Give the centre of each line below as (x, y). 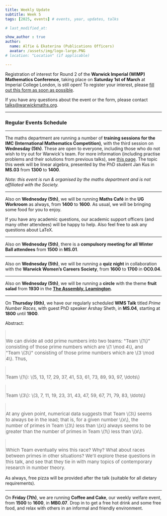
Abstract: (14, 323)
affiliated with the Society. (32, 184)
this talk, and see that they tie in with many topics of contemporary (79, 461)
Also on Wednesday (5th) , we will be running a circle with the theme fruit (81, 283)
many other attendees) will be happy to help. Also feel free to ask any (76, 224)
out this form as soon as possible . (40, 90)
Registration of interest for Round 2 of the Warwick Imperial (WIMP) (75, 74)
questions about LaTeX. (29, 230)
